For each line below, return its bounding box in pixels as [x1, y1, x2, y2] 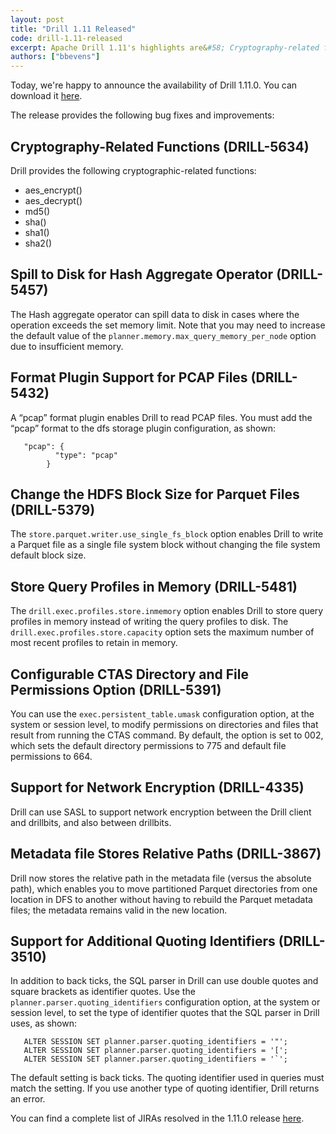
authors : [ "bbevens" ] [10, 52, 101, 62]
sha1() [24, 226, 50, 238]
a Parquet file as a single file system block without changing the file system [10, 539, 321, 551]
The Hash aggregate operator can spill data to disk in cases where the [10, 308, 300, 320]
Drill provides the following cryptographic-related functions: [10, 164, 257, 176]
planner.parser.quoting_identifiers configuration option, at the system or [10, 996, 321, 1008]
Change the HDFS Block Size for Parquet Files [10, 486, 300, 503]
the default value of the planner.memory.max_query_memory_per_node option [10, 329, 317, 341]
